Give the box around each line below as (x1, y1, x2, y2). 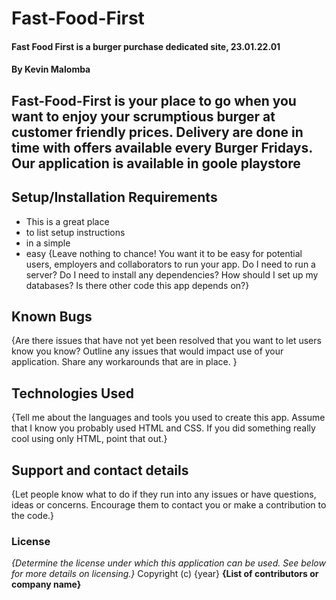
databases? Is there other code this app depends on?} (25, 279, 250, 291)
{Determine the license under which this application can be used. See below (11, 557, 326, 569)
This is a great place (25, 215, 110, 227)
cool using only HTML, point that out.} (11, 433, 168, 445)
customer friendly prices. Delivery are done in (11, 123, 304, 141)
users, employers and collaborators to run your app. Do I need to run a (25, 258, 316, 270)
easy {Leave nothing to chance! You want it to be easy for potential (25, 247, 303, 259)
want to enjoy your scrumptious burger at (11, 108, 276, 125)
